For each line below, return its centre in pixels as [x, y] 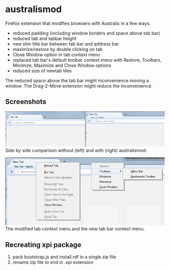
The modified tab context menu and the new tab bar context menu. [75, 229]
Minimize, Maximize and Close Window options [62, 65]
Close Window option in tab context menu [56, 55]
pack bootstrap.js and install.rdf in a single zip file [64, 257]
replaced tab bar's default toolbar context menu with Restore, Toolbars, [87, 60]
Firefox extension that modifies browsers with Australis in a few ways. [78, 23]
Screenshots [26, 102]
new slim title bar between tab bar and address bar [66, 43]
